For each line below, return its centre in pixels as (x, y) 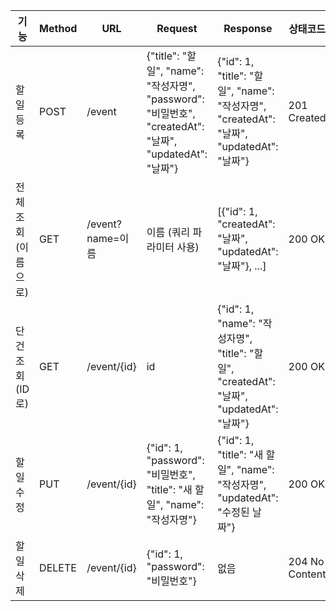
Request (177, 28)
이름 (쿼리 (168, 232)
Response (248, 28)
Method (58, 28)
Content (307, 574)
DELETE (58, 567)
